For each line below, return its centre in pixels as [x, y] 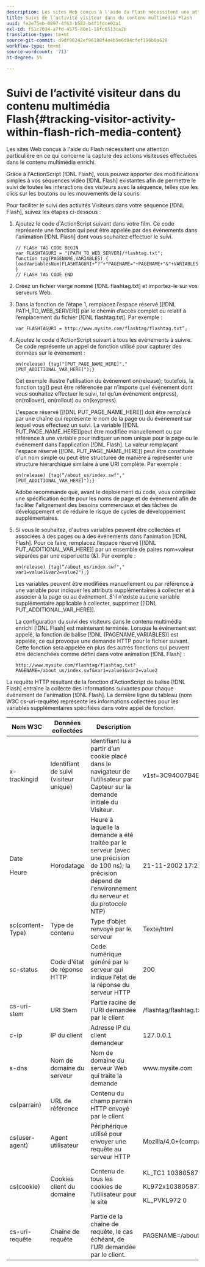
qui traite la [106, 1076]
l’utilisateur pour [113, 1194]
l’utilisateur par [112, 779]
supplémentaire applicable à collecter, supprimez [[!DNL [86, 603]
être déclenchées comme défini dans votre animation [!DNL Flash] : [100, 654]
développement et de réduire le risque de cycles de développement [100, 511]
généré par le [110, 962]
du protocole [109, 904]
